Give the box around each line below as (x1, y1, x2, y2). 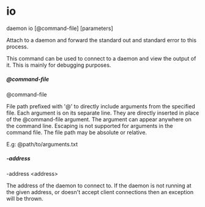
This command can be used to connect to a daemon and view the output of (6, 55, 196, 62)
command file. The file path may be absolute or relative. (6, 129, 147, 136)
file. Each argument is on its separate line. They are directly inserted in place (6, 109, 199, 116)
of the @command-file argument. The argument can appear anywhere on (6, 115, 192, 123)
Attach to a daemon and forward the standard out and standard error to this (6, 36, 197, 43)
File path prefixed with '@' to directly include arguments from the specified (6, 102, 195, 110)
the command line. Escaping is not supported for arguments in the (6, 122, 173, 129)
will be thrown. (6, 195, 44, 202)
